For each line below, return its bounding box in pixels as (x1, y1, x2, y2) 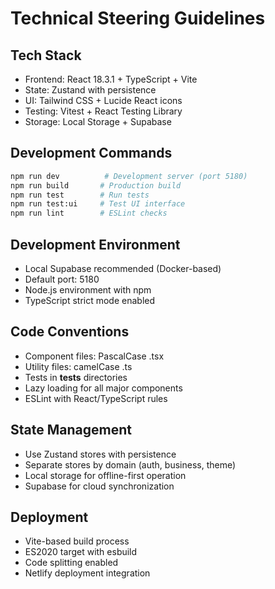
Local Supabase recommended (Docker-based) (24, 263, 222, 274)
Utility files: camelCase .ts (24, 360, 133, 372)
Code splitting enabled (24, 557, 119, 569)
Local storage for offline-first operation (24, 469, 187, 481)
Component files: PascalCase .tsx (24, 350, 165, 362)
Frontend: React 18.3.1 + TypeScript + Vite (24, 73, 198, 85)
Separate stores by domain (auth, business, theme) (24, 458, 237, 471)
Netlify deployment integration (24, 567, 151, 579)
